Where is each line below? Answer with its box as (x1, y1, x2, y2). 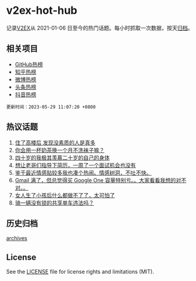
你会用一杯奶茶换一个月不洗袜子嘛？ (14, 146, 105, 153)
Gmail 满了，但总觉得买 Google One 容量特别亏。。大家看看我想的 (14, 176, 176, 184)
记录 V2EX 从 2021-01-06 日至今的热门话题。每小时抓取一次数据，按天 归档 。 (6, 24, 194, 31)
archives (6, 235, 28, 242)
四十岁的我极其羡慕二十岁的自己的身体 (14, 154, 110, 161)
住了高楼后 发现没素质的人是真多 (14, 139, 96, 146)
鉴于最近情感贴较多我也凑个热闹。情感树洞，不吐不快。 (14, 169, 152, 176)
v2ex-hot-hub (6, 4, 78, 17)
